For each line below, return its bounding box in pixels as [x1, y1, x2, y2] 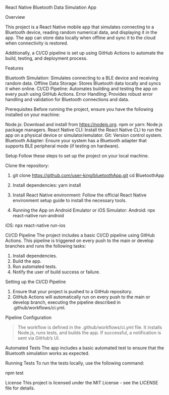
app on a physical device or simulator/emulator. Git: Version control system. [5, 132, 162, 138]
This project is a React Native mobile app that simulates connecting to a [5, 24, 154, 30]
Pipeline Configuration [5, 314, 52, 321]
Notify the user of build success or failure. [12, 269, 100, 275]
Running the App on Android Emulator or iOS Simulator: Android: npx [12, 207, 155, 213]
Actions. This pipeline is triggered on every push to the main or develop [5, 238, 154, 244]
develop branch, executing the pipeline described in [12, 299, 121, 305]
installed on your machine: [5, 111, 61, 117]
